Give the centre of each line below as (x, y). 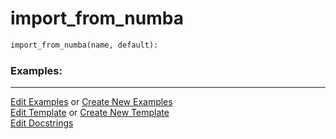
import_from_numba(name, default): (84, 45)
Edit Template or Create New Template (90, 113)
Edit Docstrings (42, 123)
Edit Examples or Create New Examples (91, 102)
